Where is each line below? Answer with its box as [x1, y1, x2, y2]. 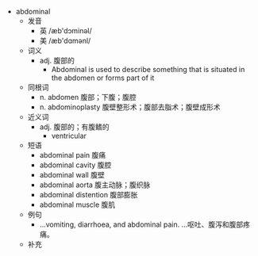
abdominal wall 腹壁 [39, 170, 105, 179]
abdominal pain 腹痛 [39, 151, 106, 159]
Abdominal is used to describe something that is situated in [51, 65, 245, 74]
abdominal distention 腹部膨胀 [39, 190, 138, 199]
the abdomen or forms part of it [51, 73, 155, 82]
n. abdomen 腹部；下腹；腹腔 [39, 93, 137, 101]
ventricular [51, 131, 87, 140]
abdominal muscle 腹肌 [39, 200, 116, 209]
